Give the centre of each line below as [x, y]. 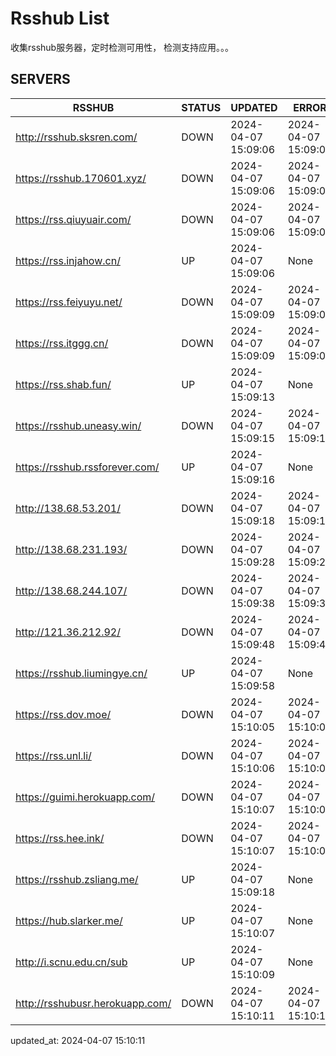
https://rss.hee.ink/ [60, 838]
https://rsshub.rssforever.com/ [87, 467]
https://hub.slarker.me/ [69, 920]
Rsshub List [60, 18]
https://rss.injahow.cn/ [68, 260]
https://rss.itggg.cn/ [62, 343]
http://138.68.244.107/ [71, 590]
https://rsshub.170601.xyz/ [81, 178]
